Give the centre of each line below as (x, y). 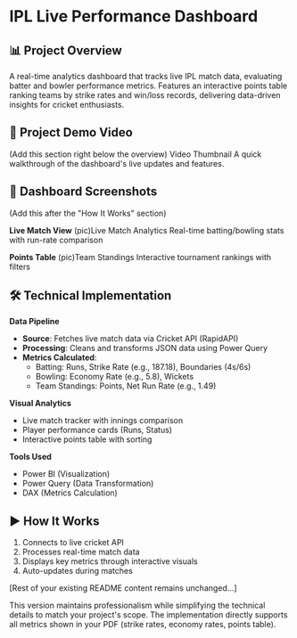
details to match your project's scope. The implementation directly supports (148, 615)
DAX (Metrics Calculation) (70, 493)
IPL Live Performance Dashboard (134, 16)
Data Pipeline (34, 322)
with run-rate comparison (56, 240)
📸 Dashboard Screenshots (83, 192)
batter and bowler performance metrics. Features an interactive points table (148, 86)
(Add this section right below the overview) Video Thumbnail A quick (136, 154)
